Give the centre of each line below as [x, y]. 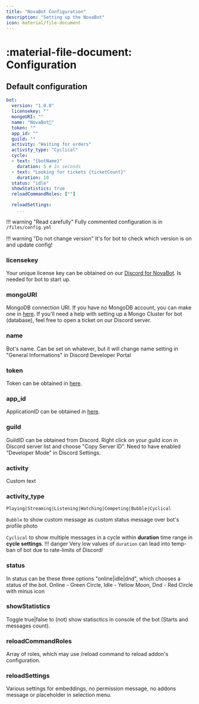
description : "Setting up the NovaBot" [56, 17]
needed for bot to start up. [39, 279]
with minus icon [26, 591]
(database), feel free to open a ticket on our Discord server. [79, 320]
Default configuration [47, 86]
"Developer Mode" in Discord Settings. [53, 453]
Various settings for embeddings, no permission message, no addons [91, 689]
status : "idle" [30, 183]
